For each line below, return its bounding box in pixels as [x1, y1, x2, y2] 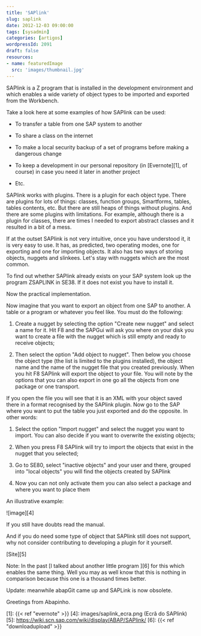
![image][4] [6, 509, 34, 516]
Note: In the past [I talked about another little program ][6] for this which [6, 562, 185, 569]
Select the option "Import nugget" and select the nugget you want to [14, 425, 185, 433]
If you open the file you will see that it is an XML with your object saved [6, 394, 182, 401]
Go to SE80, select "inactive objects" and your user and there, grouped [14, 461, 191, 469]
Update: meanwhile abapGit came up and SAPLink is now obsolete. [6, 587, 173, 594]
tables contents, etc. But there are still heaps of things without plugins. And [6, 204, 192, 211]
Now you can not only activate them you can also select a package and [14, 479, 191, 487]
